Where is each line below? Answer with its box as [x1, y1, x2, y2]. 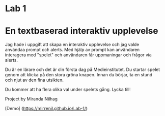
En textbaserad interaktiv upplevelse [5, 25, 159, 37]
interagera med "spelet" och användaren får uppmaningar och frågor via [5, 52, 152, 58]
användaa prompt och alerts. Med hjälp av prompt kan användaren [5, 47, 140, 53]
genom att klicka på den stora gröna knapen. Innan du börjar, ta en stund [5, 72, 153, 78]
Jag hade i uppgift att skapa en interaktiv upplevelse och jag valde [5, 42, 139, 47]
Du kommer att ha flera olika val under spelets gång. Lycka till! [5, 87, 131, 93]
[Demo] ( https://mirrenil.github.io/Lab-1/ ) [5, 106, 88, 112]
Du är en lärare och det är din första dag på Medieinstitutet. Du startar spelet [5, 67, 160, 72]
